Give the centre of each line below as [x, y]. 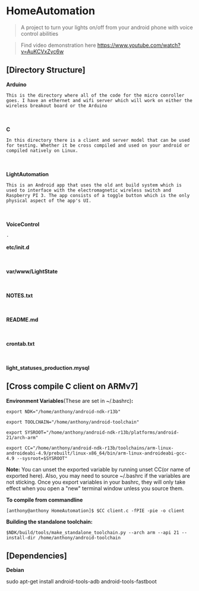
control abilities [39, 33]
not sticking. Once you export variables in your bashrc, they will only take [96, 482]
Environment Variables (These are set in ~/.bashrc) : [70, 401]
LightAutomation [28, 174]
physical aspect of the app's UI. [49, 201]
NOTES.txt [20, 295]
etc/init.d [18, 247]
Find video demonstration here [58, 45]
